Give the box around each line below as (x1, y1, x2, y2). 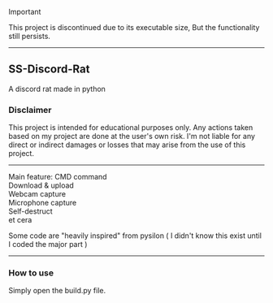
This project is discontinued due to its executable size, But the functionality (8, 23, 260, 32)
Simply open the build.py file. (8, 286, 106, 296)
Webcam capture (8, 189, 67, 199)
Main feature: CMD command (8, 172, 107, 182)
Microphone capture (8, 198, 77, 208)
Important (8, 7, 41, 16)
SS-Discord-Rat (8, 63, 90, 76)
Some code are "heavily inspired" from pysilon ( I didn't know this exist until (8, 231, 262, 240)
